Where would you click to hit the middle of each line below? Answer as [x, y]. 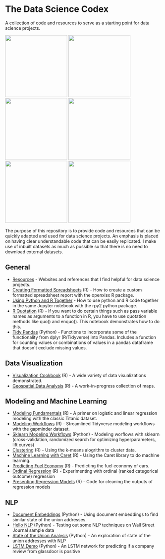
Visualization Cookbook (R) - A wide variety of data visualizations [79, 375]
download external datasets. [34, 252]
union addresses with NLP [39, 541]
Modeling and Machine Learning [56, 401]
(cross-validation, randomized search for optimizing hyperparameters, [84, 440]
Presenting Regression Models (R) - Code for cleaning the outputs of [82, 482]
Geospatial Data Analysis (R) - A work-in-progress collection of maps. [83, 386]
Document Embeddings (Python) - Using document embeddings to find [85, 514]
